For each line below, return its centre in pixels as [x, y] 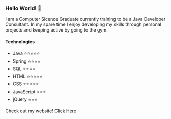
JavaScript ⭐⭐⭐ [29, 92]
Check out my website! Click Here [41, 111]
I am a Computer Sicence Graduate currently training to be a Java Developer [85, 19]
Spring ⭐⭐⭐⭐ [26, 61]
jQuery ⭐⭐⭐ [25, 99]
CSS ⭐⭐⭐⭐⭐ [26, 84]
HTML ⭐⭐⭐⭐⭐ [28, 76]
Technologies [20, 41]
